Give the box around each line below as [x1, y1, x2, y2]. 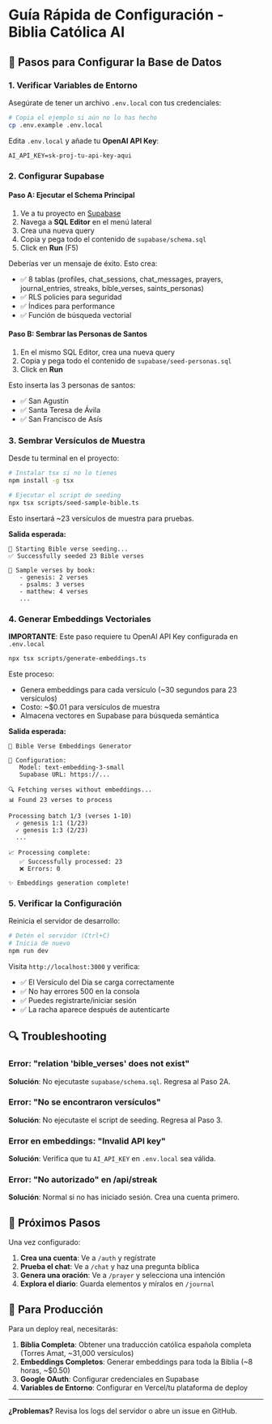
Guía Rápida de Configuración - [8, 6, 224, 24]
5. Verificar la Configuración [8, 898, 122, 909]
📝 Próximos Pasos [8, 1216, 101, 1229]
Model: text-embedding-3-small [19, 763, 125, 771]
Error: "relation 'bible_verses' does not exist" [8, 1058, 190, 1070]
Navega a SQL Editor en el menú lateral [19, 217, 152, 226]
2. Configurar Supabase [8, 170, 105, 182]
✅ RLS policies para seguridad [19, 292, 122, 302]
